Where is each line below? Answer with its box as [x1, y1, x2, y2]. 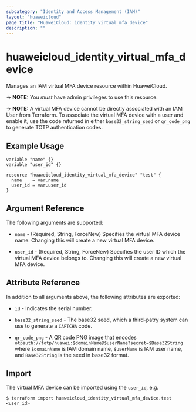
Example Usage [6, 141, 65, 151]
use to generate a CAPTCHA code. [14, 322, 93, 330]
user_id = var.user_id [11, 182, 67, 188]
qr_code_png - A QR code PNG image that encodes [14, 334, 137, 341]
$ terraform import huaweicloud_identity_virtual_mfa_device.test [6, 396, 172, 401]
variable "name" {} [6, 157, 54, 162]
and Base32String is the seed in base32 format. [14, 351, 129, 358]
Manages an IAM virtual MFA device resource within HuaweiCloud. [6, 82, 167, 89]
